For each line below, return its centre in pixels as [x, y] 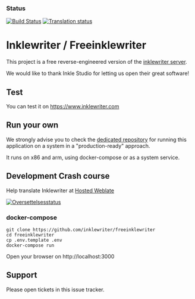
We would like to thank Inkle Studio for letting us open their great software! [97, 73]
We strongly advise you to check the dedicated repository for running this [97, 139]
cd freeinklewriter [30, 235]
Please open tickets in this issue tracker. [55, 289]
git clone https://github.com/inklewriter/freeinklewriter [81, 230]
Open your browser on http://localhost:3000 [60, 256]
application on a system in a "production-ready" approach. [78, 146]
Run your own [32, 125]
